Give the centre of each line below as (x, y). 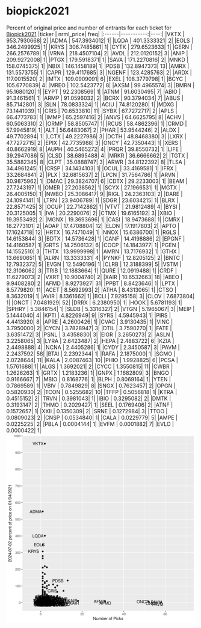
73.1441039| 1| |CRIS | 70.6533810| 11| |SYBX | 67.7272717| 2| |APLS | (92, 111)
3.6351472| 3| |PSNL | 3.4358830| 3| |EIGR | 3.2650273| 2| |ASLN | (90, 334)
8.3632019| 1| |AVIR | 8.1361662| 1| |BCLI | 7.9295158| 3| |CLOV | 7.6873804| (100, 296)
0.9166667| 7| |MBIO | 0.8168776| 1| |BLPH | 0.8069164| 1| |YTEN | (89, 379)
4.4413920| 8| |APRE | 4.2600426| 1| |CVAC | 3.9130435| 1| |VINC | (90, 322)
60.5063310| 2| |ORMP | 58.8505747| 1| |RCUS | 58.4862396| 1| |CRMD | (97, 123)
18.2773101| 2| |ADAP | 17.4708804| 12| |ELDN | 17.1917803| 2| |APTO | (93, 226)
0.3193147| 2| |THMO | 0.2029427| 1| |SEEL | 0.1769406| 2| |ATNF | (90, 405)
